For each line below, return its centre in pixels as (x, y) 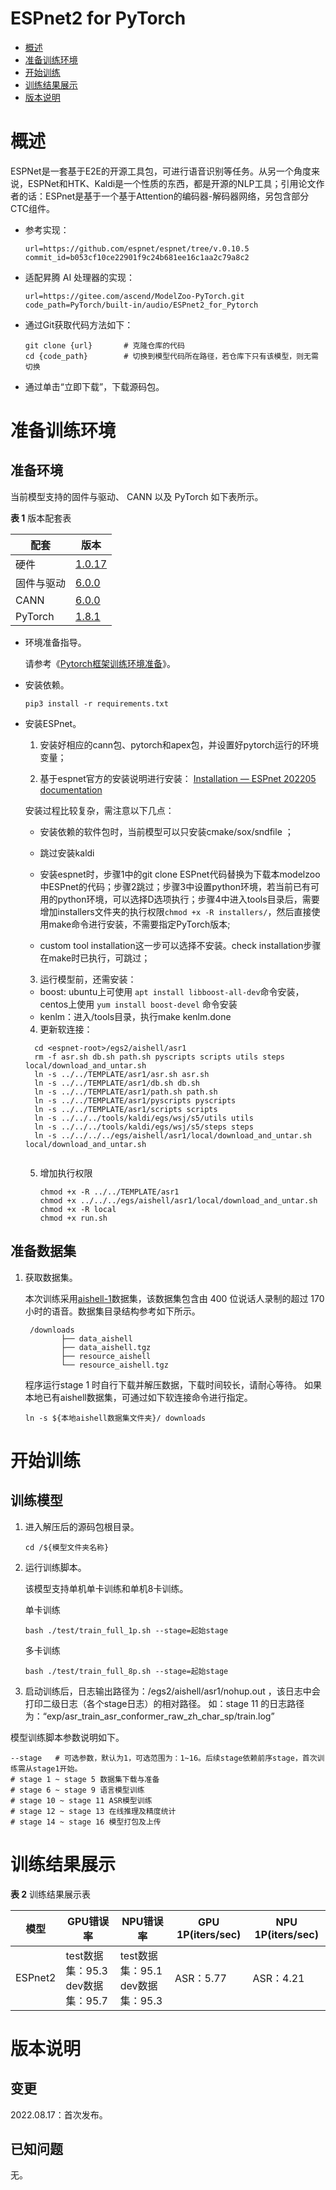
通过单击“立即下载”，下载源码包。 (94, 386)
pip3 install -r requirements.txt (96, 703)
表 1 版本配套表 (41, 518)
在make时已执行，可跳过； (95, 958)
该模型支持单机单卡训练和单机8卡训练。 (106, 1588)
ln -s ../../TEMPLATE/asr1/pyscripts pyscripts (135, 1100)
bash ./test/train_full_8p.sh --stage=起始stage (126, 1671)
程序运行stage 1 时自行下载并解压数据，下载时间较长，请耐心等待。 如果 (173, 1384)
